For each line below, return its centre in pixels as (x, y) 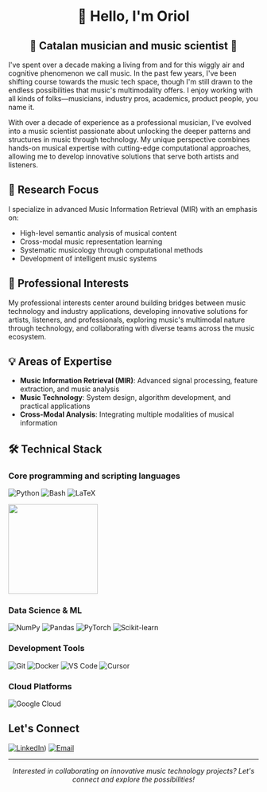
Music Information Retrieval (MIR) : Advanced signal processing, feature (139, 381)
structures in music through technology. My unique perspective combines (129, 139)
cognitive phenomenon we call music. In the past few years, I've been (122, 73)
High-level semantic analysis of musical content (98, 233)
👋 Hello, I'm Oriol (133, 16)
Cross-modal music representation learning (91, 241)
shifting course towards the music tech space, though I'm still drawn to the (130, 82)
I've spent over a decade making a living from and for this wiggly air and (126, 65)
